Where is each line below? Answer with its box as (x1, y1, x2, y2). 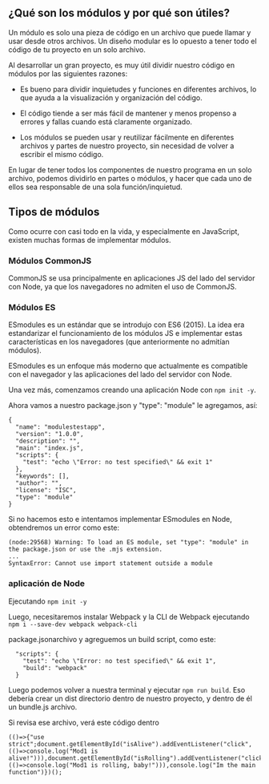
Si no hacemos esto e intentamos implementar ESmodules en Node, (8, 515, 232, 524)
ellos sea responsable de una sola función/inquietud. (8, 182, 183, 192)
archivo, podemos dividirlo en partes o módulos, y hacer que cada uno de (8, 173, 252, 183)
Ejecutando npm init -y (8, 596, 87, 606)
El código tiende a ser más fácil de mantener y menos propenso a (19, 108, 237, 118)
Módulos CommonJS (8, 255, 92, 266)
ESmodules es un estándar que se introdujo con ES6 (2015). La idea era (8, 320, 245, 329)
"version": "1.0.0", (15, 430, 84, 438)
